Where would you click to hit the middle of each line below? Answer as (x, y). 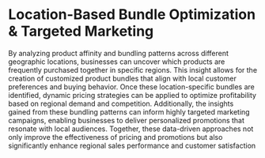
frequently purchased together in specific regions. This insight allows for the (133, 70)
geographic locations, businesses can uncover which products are (117, 62)
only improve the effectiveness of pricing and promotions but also (115, 137)
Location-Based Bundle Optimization (132, 15)
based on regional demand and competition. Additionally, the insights (121, 103)
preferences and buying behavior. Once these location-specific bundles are (131, 87)
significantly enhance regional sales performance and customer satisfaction (132, 145)
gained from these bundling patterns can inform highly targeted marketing (129, 111)
